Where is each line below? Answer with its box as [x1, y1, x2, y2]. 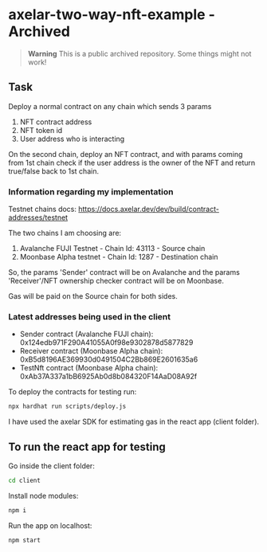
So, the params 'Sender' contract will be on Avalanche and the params [8, 268, 241, 277]
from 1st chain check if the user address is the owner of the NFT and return [8, 158, 256, 167]
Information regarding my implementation [8, 186, 174, 197]
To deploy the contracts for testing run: [8, 387, 137, 397]
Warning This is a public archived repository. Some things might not [27, 49, 252, 58]
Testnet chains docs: [8, 205, 77, 214]
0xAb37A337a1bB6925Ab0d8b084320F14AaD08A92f [19, 372, 198, 382]
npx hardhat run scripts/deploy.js [8, 402, 127, 411]
